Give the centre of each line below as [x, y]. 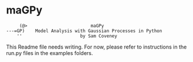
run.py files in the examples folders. [50, 53]
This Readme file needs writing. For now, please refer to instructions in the [97, 47]
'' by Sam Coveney [67, 36]
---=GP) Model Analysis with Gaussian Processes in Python [84, 31]
